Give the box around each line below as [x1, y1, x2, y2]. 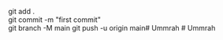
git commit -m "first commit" [8, 15, 101, 24]
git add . [8, 7, 35, 16]
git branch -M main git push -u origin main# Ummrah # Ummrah [8, 24, 216, 32]
